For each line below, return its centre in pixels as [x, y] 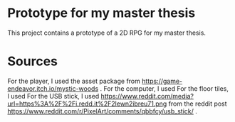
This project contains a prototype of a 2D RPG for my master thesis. [107, 33]
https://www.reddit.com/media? [147, 96]
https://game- [162, 81]
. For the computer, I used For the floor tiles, [164, 88]
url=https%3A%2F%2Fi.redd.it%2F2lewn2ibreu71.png [87, 104]
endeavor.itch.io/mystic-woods [53, 88]
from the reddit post [198, 104]
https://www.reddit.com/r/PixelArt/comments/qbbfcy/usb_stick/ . [103, 111]
